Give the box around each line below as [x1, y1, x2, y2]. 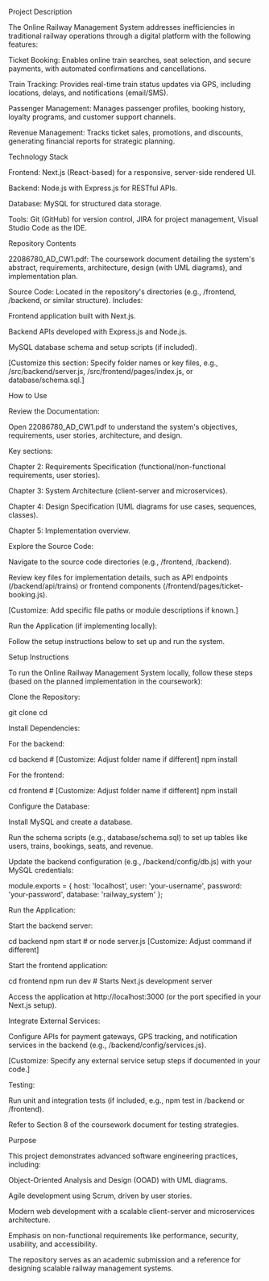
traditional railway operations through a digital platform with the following [8, 31, 251, 40]
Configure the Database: [8, 801, 90, 811]
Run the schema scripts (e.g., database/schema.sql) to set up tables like [8, 833, 248, 842]
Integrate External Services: [8, 1016, 101, 1025]
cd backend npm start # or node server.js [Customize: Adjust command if [8, 937, 252, 946]
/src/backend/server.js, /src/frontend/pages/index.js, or [8, 367, 193, 376]
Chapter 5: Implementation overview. [8, 526, 130, 535]
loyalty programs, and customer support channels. [8, 112, 176, 122]
